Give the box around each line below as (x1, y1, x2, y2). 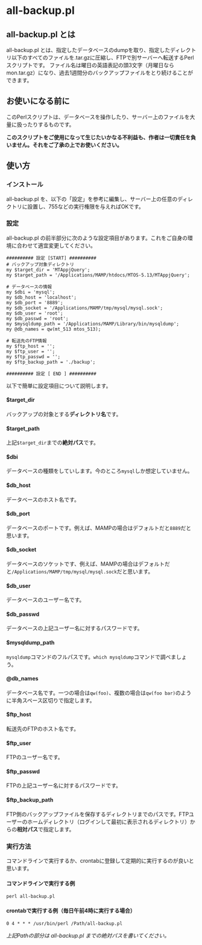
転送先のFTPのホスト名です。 (6, 725, 80, 733)
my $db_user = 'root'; (6, 310, 63, 316)
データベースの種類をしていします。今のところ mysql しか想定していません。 (6, 467, 193, 475)
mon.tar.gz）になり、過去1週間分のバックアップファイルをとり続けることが (6, 69, 194, 76)
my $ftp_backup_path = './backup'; (6, 359, 96, 365)
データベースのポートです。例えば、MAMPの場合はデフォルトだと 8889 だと (6, 524, 192, 531)
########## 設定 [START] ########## (6, 255, 96, 261)
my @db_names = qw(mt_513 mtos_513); (6, 326, 101, 332)
